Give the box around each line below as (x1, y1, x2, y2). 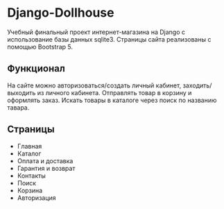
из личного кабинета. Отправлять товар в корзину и (37, 88, 192, 97)
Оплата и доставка (17, 156, 74, 165)
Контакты (17, 172, 46, 180)
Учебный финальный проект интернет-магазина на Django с (7, 28, 186, 36)
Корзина (17, 186, 43, 194)
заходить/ (182, 81, 212, 90)
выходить (7, 88, 36, 97)
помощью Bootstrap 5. (7, 42, 74, 51)
